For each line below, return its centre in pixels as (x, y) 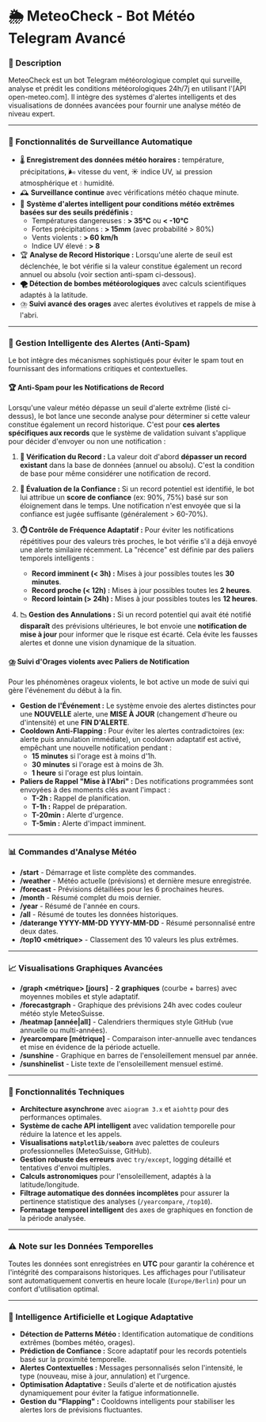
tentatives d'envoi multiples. (66, 1168)
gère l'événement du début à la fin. (65, 690)
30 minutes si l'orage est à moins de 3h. (97, 765)
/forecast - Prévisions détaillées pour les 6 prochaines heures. (122, 889)
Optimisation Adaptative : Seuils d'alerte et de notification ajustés (128, 1384)
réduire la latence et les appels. (71, 1135)
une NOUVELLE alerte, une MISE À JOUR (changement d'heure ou (128, 714)
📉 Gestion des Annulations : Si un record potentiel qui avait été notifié (135, 614)
